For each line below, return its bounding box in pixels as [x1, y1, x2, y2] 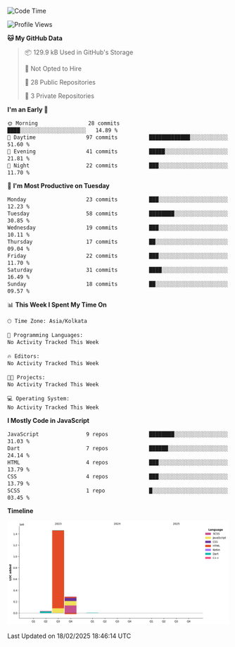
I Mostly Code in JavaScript [7, 417, 90, 424]
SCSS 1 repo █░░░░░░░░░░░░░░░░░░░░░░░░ [7, 487, 229, 494]
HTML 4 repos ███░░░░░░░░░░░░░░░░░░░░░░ [7, 459, 229, 466]
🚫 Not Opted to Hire [24, 64, 82, 73]
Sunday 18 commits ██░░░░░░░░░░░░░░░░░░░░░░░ [7, 281, 229, 288]
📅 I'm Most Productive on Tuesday [7, 182, 110, 190]
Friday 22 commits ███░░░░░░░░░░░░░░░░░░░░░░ [7, 252, 229, 259]
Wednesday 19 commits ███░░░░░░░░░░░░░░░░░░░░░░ [7, 224, 229, 231]
